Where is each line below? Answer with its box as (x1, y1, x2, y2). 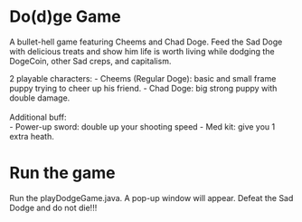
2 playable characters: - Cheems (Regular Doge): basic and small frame (9, 72, 277, 83)
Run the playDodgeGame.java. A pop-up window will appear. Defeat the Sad (9, 192, 294, 203)
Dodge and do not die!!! (9, 202, 98, 213)
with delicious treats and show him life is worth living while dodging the (9, 45, 275, 56)
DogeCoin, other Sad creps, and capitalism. (9, 55, 172, 66)
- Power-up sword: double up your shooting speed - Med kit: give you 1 (9, 121, 276, 132)
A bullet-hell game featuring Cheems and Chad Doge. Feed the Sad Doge (9, 36, 283, 47)
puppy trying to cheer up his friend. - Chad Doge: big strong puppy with (9, 82, 278, 93)
